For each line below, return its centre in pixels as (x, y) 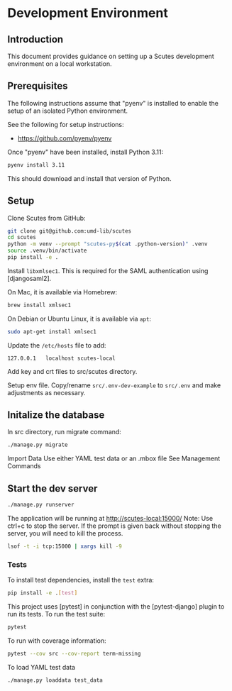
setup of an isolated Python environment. (68, 111)
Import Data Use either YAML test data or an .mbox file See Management (114, 458)
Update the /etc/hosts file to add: (57, 345)
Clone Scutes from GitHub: (47, 218)
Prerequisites (38, 86)
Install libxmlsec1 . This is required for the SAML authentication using (108, 270)
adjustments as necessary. (46, 392)
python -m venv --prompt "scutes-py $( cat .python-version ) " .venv (107, 244)
